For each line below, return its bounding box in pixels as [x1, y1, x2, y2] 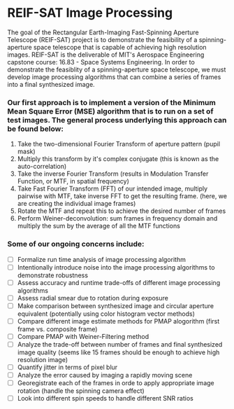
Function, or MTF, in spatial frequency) [17, 177, 129, 186]
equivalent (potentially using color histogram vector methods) [17, 310, 196, 318]
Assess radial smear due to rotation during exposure [17, 293, 169, 302]
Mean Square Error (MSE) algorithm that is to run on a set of [7, 106, 214, 116]
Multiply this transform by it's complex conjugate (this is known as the [17, 155, 219, 163]
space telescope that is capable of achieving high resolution [34, 43, 207, 51]
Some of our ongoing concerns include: [7, 240, 145, 249]
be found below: [7, 124, 64, 134]
